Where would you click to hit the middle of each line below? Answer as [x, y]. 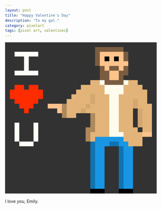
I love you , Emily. [22, 201]
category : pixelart [25, 26]
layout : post [18, 10]
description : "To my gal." [32, 20]
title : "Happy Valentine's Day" [38, 15]
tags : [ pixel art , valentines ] [37, 31]
